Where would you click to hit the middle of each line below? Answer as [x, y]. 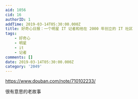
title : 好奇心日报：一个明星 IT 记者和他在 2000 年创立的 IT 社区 [69, 29]
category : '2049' [24, 67]
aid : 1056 [16, 10]
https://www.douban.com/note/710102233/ [50, 81]
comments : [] [19, 57]
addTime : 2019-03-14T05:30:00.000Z [43, 24]
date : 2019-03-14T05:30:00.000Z [39, 62]
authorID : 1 [18, 19]
